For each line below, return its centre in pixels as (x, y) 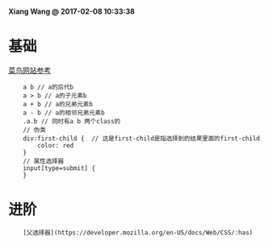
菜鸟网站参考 (29, 70)
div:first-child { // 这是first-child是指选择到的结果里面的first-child (142, 138)
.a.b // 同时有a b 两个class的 (72, 121)
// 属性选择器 (44, 161)
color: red (56, 145)
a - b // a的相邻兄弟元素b (64, 113)
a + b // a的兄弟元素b (58, 104)
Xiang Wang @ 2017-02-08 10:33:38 (72, 11)
